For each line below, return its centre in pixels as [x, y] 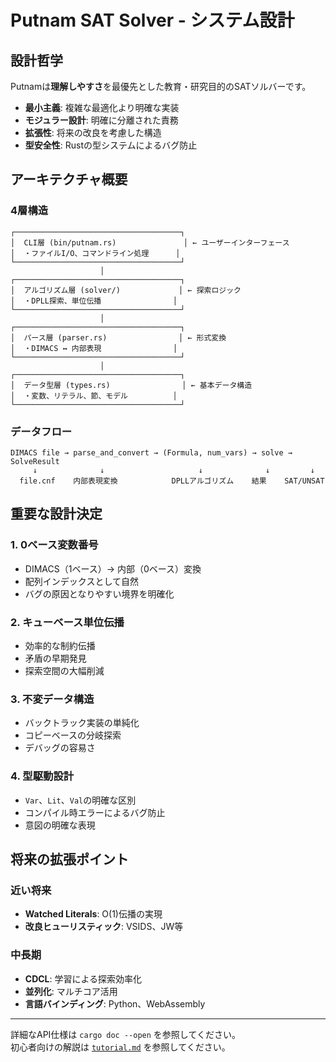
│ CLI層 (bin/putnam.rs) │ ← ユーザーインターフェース [150, 242]
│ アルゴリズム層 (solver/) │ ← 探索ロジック [126, 290]
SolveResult [35, 461]
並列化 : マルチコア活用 [71, 991]
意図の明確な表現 [60, 825]
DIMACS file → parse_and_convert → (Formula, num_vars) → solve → [151, 452]
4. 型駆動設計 [42, 776]
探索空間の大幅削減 [64, 670]
